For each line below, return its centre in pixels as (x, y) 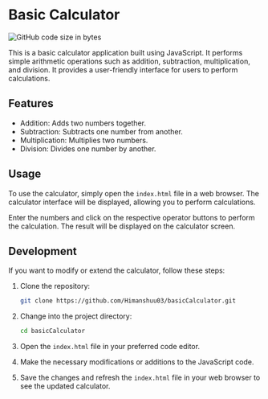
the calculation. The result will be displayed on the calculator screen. (122, 226)
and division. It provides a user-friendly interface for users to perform (123, 69)
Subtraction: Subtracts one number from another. (101, 131)
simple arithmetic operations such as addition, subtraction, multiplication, (129, 61)
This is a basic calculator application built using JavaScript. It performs (126, 52)
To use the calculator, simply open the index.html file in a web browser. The (134, 193)
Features (31, 103)
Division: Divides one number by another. (88, 148)
